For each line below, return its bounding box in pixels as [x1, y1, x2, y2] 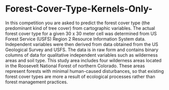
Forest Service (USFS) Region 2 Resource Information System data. [5, 36, 146, 42]
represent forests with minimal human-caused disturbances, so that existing [5, 68, 164, 74]
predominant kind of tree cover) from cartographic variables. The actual [5, 25, 155, 31]
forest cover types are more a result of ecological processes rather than [5, 73, 155, 79]
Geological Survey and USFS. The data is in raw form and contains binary [5, 47, 158, 53]
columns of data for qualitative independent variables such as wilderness [5, 52, 158, 58]
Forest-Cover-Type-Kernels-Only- [5, 3, 153, 15]
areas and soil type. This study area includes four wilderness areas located [5, 57, 162, 63]
